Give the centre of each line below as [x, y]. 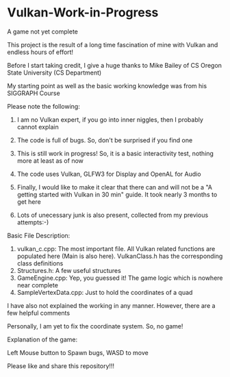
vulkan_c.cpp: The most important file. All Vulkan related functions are [116, 248]
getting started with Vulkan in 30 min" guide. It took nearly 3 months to [117, 194]
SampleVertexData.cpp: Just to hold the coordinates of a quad [105, 292]
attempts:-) [33, 222]
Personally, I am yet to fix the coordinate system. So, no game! [95, 326]
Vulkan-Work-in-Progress [83, 13]
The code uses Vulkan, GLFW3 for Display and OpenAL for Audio [109, 174]
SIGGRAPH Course [34, 93]
